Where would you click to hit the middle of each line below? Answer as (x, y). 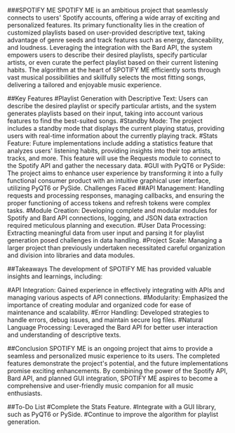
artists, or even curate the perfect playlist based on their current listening (113, 62)
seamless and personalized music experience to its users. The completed (114, 356)
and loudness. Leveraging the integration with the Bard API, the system (110, 47)
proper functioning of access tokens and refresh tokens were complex (109, 203)
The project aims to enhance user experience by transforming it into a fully (115, 173)
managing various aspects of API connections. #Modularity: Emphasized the (118, 297)
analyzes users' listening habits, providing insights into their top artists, (110, 151)
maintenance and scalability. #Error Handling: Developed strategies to (108, 312)
